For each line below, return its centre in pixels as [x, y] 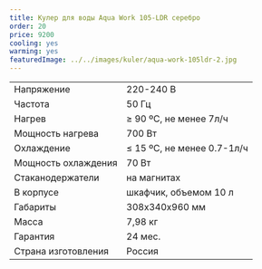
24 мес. [144, 236]
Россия [142, 251]
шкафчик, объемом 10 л [180, 192]
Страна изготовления [61, 251]
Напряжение [42, 89]
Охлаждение [42, 148]
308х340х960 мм [166, 207]
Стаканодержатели [57, 178]
